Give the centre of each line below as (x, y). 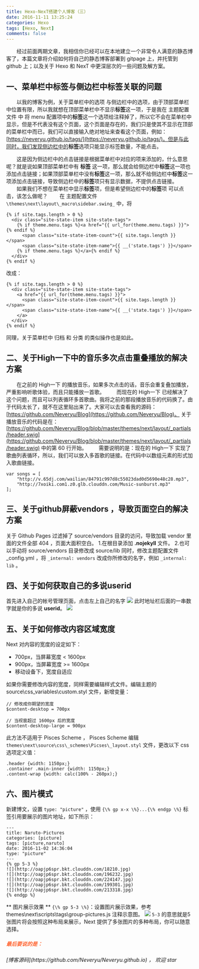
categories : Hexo (28, 23)
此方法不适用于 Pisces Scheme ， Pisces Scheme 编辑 (73, 738)
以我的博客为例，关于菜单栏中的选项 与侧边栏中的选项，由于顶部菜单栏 (103, 102)
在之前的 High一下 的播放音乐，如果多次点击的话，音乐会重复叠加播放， (104, 384)
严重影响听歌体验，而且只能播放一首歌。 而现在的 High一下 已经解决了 (97, 392)
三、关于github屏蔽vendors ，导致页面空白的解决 (97, 509)
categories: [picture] (34, 838)
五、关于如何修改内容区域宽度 (61, 629)
